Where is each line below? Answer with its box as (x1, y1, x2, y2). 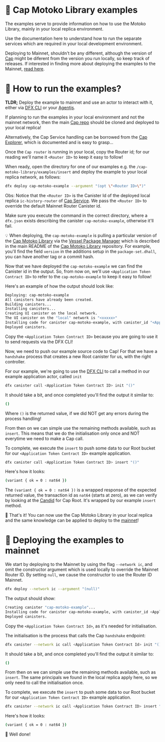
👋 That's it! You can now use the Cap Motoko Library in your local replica (5, 512, 153, 518)
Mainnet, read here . (5, 66, 45, 72)
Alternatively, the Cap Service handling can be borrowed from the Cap (5, 134, 147, 140)
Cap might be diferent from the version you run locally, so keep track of (5, 55, 150, 61)
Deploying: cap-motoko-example (5, 293, 69, 297)
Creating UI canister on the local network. (5, 311, 98, 316)
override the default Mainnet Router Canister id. (5, 203, 102, 208)
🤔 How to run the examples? (5, 83, 122, 94)
